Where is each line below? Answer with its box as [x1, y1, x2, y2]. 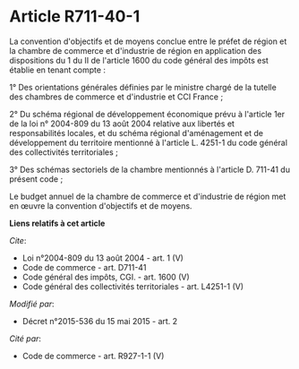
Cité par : [9, 333, 42, 344]
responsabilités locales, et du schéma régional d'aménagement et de [9, 127, 264, 138]
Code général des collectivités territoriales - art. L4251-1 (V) [21, 280, 244, 292]
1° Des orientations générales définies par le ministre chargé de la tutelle [9, 82, 278, 92]
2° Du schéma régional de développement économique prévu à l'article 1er [9, 108, 286, 119]
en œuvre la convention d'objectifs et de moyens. [9, 200, 192, 211]
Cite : [9, 235, 27, 245]
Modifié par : [9, 298, 56, 309]
